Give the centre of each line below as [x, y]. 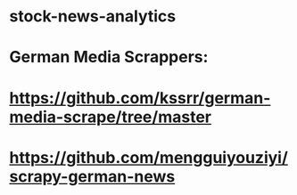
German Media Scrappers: [109, 57]
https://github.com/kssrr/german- [140, 97]
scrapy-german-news [92, 176]
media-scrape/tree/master [111, 117]
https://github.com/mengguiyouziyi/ [148, 157]
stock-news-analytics [93, 16]
